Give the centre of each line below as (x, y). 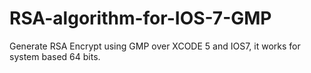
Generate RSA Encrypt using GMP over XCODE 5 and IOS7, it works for (155, 46)
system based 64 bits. (55, 56)
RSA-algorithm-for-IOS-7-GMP (140, 18)
